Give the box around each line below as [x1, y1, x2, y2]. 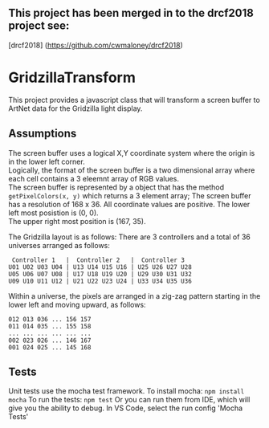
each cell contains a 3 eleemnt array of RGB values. [8, 173, 179, 183]
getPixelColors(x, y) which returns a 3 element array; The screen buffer [8, 190, 251, 200]
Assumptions [8, 127, 77, 141]
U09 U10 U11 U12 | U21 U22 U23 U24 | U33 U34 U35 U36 [8, 277, 193, 285]
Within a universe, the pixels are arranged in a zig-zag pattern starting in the [8, 291, 261, 300]
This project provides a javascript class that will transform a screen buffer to [8, 95, 261, 104]
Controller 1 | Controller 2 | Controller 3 [11, 256, 185, 264]
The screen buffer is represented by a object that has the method [8, 182, 225, 192]
